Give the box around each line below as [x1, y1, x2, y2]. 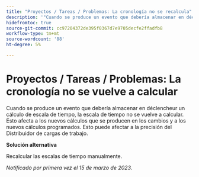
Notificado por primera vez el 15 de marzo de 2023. [6, 164, 133, 171]
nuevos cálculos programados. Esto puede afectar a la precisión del [6, 123, 172, 130]
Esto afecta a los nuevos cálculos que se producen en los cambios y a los [6, 117, 187, 124]
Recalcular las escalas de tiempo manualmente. [6, 152, 123, 160]
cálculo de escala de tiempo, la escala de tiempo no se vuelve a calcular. [6, 111, 184, 118]
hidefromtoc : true [6, 20, 52, 25]
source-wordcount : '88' [6, 36, 65, 42]
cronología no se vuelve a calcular [6, 85, 178, 98]
